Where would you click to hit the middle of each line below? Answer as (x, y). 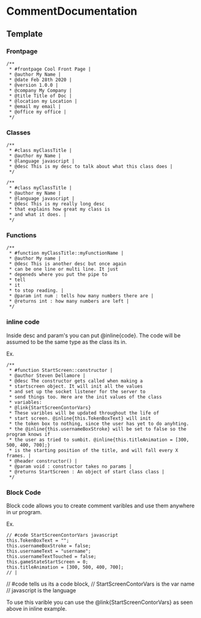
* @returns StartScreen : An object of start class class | (87, 471)
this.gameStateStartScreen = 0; (47, 562)
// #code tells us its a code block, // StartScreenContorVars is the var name (100, 584)
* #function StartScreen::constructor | (61, 370)
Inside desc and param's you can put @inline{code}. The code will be (93, 335)
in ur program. (24, 512)
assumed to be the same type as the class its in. (67, 342)
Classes (19, 133)
